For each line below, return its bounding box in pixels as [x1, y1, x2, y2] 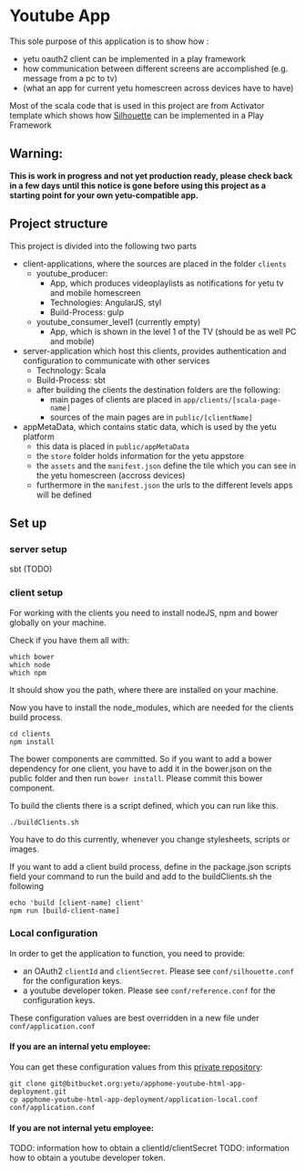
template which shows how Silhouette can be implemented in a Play [9, 110, 264, 120]
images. [9, 843, 39, 854]
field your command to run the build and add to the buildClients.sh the [9, 871, 272, 882]
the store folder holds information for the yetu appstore [36, 450, 245, 461]
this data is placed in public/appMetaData [36, 440, 189, 452]
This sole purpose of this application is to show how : [9, 36, 209, 47]
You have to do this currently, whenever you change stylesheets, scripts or [9, 833, 290, 844]
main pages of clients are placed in [49, 393, 182, 404]
